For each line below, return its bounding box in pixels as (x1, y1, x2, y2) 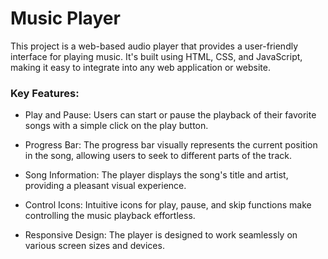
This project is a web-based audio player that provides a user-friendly (10, 40, 299, 52)
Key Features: (10, 86, 80, 100)
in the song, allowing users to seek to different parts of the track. (24, 150, 292, 162)
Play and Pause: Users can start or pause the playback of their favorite (24, 109, 317, 121)
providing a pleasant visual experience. (24, 180, 187, 192)
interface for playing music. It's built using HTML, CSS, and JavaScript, (10, 50, 303, 62)
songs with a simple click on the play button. (24, 120, 209, 132)
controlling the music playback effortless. (24, 210, 196, 222)
